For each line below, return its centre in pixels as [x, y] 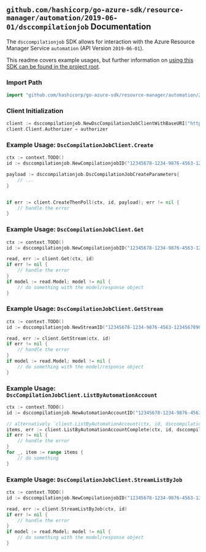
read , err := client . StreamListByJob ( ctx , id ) [67, 509]
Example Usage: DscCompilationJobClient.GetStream [85, 309]
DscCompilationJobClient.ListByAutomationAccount [82, 395]
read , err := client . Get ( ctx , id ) [51, 259]
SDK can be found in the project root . [53, 66]
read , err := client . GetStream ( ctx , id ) [59, 338]
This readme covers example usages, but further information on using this [100, 60]
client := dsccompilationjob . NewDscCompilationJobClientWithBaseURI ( [97, 124]
